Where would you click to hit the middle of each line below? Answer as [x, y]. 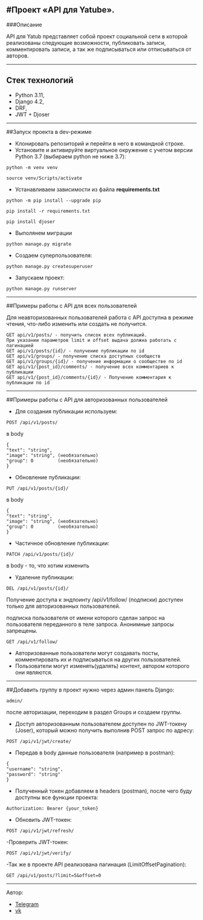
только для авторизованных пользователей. [63, 606]
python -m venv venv [32, 167]
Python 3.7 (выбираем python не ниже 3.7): [70, 156]
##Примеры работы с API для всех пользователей [72, 305]
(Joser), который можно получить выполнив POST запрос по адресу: [105, 730]
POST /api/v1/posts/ [32, 422]
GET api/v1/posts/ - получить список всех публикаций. [77, 335]
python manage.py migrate [39, 244]
